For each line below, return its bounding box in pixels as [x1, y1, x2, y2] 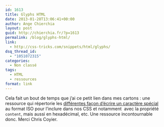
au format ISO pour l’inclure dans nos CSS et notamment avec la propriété [5, 106, 159, 112]
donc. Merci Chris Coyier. [5, 116, 58, 122]
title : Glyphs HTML [5, 12, 46, 17]
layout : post [5, 26, 32, 31]
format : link [5, 81, 32, 86]
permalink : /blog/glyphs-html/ [5, 35, 70, 40]
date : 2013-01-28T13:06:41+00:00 [5, 16, 75, 21]
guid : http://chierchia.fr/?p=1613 [5, 30, 79, 35]
